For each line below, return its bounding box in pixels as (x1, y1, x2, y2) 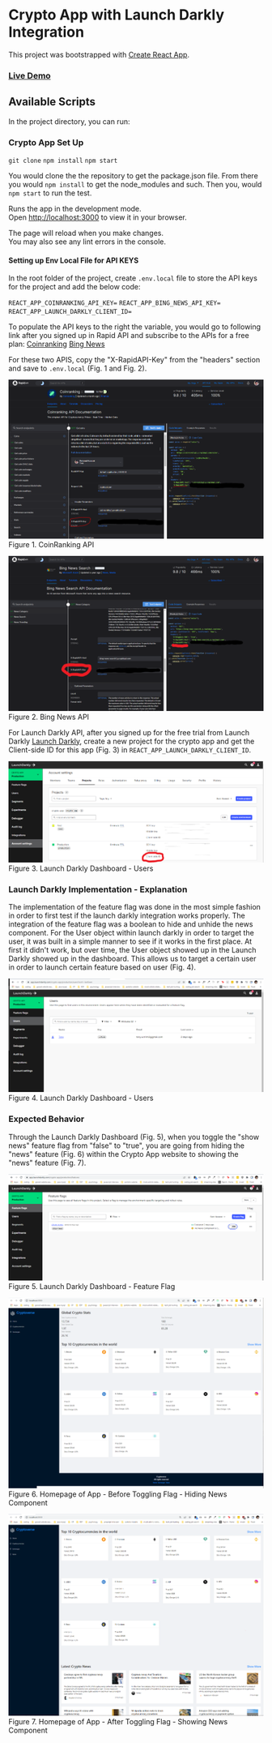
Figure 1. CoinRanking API (8, 539, 95, 549)
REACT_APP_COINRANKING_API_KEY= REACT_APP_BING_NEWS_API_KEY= (8, 299, 221, 307)
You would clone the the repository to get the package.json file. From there (8, 170, 259, 180)
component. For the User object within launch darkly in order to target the (8, 928, 255, 938)
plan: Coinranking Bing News (8, 339, 105, 349)
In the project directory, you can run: (8, 116, 130, 126)
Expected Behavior (8, 1113, 85, 1124)
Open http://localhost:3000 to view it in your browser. (8, 212, 188, 222)
